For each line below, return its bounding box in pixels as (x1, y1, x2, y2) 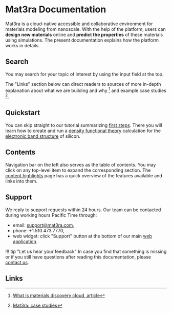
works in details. (5, 42, 40, 48)
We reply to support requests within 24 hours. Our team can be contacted (5, 207, 161, 213)
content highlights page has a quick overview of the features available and (5, 172, 162, 178)
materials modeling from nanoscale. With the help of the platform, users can (5, 26, 166, 32)
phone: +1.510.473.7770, (12, 227, 65, 233)
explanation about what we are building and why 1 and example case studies (5, 86, 166, 94)
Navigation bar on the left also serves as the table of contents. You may (5, 161, 156, 168)
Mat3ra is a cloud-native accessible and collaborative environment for (5, 21, 153, 27)
